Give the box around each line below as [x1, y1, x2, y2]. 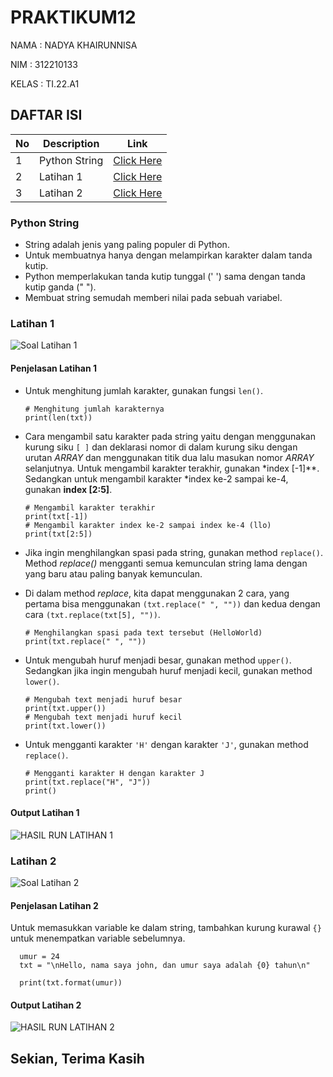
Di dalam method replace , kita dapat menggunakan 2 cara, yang [24, 587, 290, 599]
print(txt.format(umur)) [19, 978, 123, 988]
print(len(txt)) [24, 412, 93, 423]
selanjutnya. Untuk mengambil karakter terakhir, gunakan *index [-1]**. [24, 462, 320, 474]
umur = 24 [19, 952, 60, 962]
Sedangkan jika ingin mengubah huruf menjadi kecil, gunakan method [24, 664, 313, 676]
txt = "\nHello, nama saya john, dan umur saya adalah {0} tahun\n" [19, 961, 311, 971]
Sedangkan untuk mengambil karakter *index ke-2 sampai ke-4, [24, 472, 289, 485]
